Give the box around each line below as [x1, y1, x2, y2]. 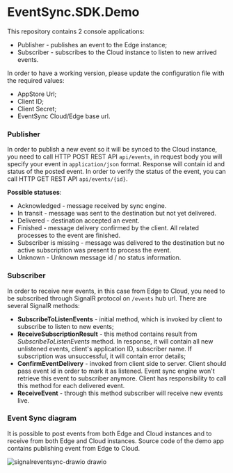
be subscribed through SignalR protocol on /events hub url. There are [7, 294, 207, 303]
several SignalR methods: [7, 301, 80, 310]
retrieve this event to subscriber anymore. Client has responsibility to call [17, 374, 227, 383]
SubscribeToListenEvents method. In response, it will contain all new [17, 337, 214, 345]
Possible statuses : [7, 189, 62, 197]
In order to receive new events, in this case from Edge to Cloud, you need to [7, 287, 225, 295]
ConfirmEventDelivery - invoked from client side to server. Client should [17, 359, 227, 367]
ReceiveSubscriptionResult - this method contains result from [17, 330, 198, 338]
